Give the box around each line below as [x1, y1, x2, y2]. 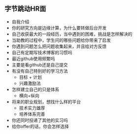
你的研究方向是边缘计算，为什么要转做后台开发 [11, 25, 107, 31]
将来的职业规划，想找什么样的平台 [11, 99, 81, 104]
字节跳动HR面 [4, 4, 46, 13]
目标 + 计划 [19, 74, 42, 80]
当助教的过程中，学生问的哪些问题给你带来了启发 [11, 37, 111, 43]
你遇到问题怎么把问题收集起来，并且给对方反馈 [11, 43, 107, 49]
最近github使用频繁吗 [11, 56, 55, 62]
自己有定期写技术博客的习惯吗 [11, 49, 72, 55]
